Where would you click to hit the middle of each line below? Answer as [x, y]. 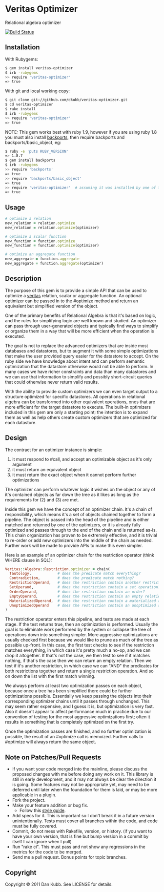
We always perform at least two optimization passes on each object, [74, 686]
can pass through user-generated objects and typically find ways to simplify [82, 326]
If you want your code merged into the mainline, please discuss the [80, 769]
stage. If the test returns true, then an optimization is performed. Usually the [82, 624]
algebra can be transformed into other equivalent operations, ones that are [80, 402]
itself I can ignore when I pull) [42, 842]
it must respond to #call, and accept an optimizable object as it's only [82, 459]
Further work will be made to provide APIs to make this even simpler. [74, 545]
